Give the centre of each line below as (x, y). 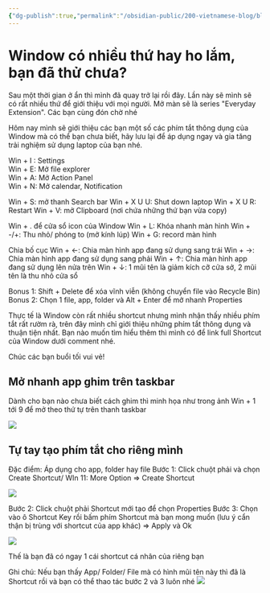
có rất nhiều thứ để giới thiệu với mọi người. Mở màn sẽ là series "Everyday (132, 103)
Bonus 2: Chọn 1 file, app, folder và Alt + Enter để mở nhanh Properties (125, 299)
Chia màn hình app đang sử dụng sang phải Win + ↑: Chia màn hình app (128, 258)
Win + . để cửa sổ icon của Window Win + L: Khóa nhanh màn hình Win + (129, 225)
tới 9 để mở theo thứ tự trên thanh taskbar (78, 410)
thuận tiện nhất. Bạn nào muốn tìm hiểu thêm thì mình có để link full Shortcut (135, 332)
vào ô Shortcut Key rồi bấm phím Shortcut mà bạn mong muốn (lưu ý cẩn (129, 517)
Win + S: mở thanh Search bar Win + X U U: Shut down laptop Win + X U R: (133, 201)
